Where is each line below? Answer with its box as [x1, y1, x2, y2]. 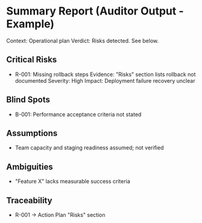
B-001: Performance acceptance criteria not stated [14, 111, 142, 118]
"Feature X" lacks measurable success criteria [14, 178, 131, 185]
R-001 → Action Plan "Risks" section [14, 212, 106, 218]
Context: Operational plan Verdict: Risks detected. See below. [6, 37, 159, 44]
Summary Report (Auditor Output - [6, 4, 184, 18]
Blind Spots [6, 95, 50, 105]
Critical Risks [6, 54, 57, 65]
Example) [6, 17, 55, 31]
